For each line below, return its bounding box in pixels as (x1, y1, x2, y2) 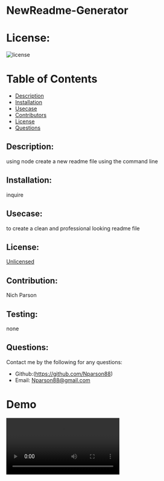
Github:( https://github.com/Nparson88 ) (14, 370, 113, 377)
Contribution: (6, 275, 58, 286)
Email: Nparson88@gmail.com (14, 376, 90, 383)
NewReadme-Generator (6, 4, 128, 17)
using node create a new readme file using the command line (6, 157, 159, 165)
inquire (6, 191, 24, 198)
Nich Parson (6, 292, 37, 299)
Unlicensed (6, 258, 35, 265)
